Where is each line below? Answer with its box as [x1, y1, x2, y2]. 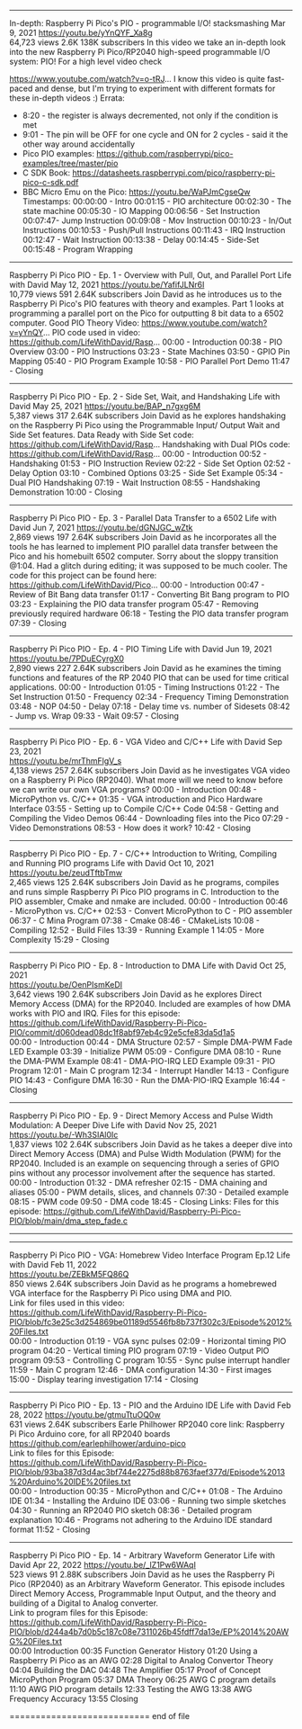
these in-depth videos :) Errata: [9, 93, 126, 103]
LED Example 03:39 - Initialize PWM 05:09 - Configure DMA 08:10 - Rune [9, 1046, 281, 1057]
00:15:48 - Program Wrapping [22, 244, 133, 255]
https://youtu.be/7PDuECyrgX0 [9, 653, 124, 664]
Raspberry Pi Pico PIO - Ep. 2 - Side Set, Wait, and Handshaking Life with [9, 391, 280, 401]
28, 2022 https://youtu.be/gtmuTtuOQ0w [9, 1410, 161, 1420]
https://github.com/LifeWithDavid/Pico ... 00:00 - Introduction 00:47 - [9, 579, 265, 590]
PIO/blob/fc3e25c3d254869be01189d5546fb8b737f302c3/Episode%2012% [9, 1317, 292, 1327]
